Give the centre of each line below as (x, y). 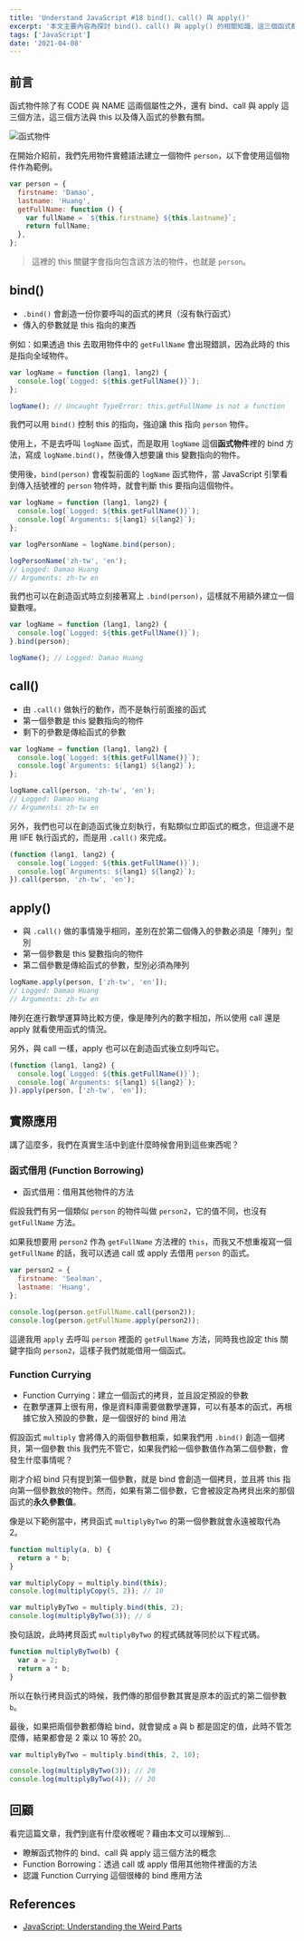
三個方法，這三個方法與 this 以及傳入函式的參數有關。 (109, 117)
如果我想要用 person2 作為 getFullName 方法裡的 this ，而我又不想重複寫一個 (151, 1242)
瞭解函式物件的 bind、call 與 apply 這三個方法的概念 (119, 1852)
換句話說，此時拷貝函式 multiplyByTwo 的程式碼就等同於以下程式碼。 (137, 1634)
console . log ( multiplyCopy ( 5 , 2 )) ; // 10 (87, 1591)
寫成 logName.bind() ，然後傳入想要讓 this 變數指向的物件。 (135, 455)
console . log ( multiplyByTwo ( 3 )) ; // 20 (82, 1771)
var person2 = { (40, 1271)
